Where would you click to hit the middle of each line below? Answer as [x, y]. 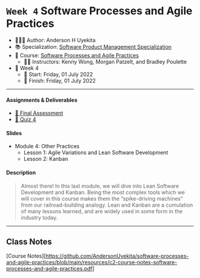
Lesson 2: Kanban [46, 159]
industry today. [39, 217]
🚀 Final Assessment [39, 113]
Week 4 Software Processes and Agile [99, 11]
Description [21, 172]
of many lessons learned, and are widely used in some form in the [101, 211]
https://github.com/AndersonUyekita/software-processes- [117, 256]
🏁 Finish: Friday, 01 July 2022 [60, 80]
